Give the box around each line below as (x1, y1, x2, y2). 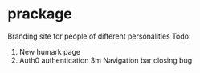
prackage (7, 5, 73, 23)
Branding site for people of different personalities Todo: (7, 31, 191, 41)
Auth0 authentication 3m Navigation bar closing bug (18, 55, 193, 65)
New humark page (18, 47, 81, 56)
